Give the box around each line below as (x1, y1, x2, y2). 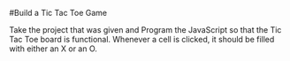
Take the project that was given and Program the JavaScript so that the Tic (9, 25, 282, 34)
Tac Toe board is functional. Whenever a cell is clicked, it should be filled (9, 34, 275, 44)
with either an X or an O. (9, 43, 97, 54)
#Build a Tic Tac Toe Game (9, 8, 108, 18)
